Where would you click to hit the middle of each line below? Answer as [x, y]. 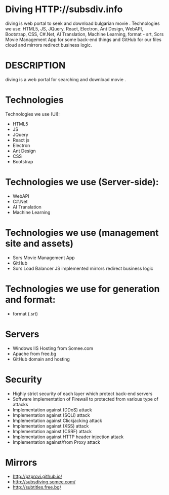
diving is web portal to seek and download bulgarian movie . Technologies [83, 23]
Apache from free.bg [34, 353]
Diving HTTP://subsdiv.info [64, 9]
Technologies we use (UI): [32, 114]
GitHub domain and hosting [41, 359]
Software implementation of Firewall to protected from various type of [85, 399]
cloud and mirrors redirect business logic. [49, 45]
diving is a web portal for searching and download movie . [66, 79]
